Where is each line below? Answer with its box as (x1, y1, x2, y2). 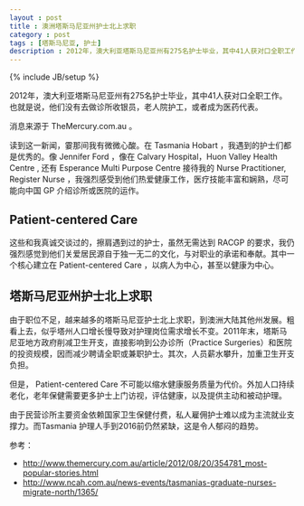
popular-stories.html (22, 467, 100, 478)
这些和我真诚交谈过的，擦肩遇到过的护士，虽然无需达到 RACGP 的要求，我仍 (9, 237, 295, 248)
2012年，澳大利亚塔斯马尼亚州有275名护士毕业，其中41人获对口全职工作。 (9, 90, 288, 101)
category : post (9, 30, 71, 39)
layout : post (9, 13, 63, 23)
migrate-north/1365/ (22, 486, 99, 497)
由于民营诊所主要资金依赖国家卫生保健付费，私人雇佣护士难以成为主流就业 (9, 408, 287, 420)
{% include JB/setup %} (9, 71, 100, 82)
